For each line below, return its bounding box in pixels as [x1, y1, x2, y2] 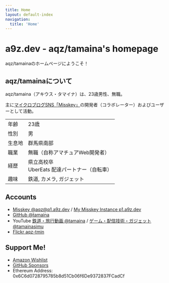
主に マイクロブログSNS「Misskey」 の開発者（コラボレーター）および [5, 102, 151, 107]
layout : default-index [5, 12, 53, 17]
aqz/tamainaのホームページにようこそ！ [5, 61, 89, 67]
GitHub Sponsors [12, 262, 49, 268]
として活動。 [9, 108, 36, 114]
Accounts [5, 193, 37, 202]
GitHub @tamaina [12, 211, 50, 217]
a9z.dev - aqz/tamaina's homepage [5, 43, 158, 54]
